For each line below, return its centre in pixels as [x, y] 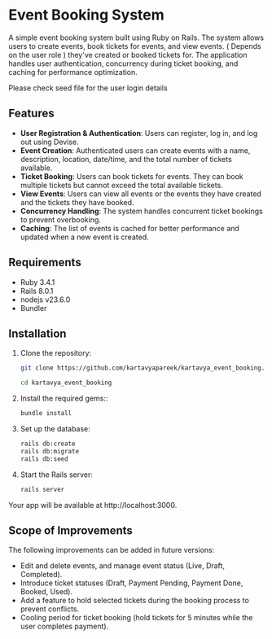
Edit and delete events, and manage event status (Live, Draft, [123, 566]
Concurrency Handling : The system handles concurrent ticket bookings [141, 211]
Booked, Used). [46, 592]
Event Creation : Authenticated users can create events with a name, [135, 150]
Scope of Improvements [70, 530]
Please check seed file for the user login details [88, 88]
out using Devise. [49, 142]
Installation [37, 333]
